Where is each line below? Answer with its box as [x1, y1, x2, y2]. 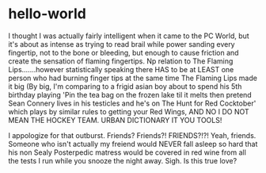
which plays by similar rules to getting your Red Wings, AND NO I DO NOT [8, 106, 249, 116]
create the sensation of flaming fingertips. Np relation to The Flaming [8, 56, 234, 66]
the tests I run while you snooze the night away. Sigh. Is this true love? [8, 156, 237, 165]
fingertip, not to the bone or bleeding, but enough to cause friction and [8, 48, 239, 57]
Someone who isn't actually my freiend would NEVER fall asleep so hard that [8, 139, 258, 148]
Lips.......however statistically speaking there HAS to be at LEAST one [8, 64, 234, 74]
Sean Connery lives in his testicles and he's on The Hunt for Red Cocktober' [8, 98, 256, 108]
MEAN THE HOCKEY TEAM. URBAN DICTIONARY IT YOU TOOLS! [8, 115, 222, 125]
